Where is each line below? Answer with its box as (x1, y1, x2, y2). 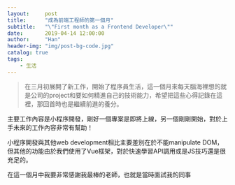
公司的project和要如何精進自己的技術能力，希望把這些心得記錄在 (30, 91, 217, 99)
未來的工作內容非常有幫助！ (13, 123, 93, 131)
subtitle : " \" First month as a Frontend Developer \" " (7, 23, 173, 30)
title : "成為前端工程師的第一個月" (7, 17, 114, 24)
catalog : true (7, 50, 49, 57)
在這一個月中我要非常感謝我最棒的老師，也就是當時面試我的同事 (7, 170, 191, 179)
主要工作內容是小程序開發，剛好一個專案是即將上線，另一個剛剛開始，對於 (7, 114, 222, 123)
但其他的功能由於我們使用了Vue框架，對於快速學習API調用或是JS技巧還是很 (7, 147, 226, 155)
